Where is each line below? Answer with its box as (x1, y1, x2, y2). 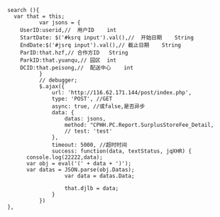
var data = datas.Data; (64, 172, 135, 179)
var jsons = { (38, 19, 81, 26)
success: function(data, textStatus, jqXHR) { (51, 148, 192, 155)
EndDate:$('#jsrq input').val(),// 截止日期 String (19, 42, 182, 49)
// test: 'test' (64, 128, 113, 135)
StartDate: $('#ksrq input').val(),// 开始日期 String (19, 34, 194, 41)
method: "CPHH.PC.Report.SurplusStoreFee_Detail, (64, 121, 214, 128)
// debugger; (38, 77, 77, 84)
